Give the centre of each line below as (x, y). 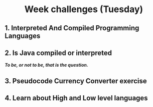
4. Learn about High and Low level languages (76, 98)
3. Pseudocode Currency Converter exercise (76, 81)
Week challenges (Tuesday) (84, 9)
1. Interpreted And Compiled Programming (72, 28)
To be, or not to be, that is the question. (46, 65)
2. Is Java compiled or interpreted (58, 53)
